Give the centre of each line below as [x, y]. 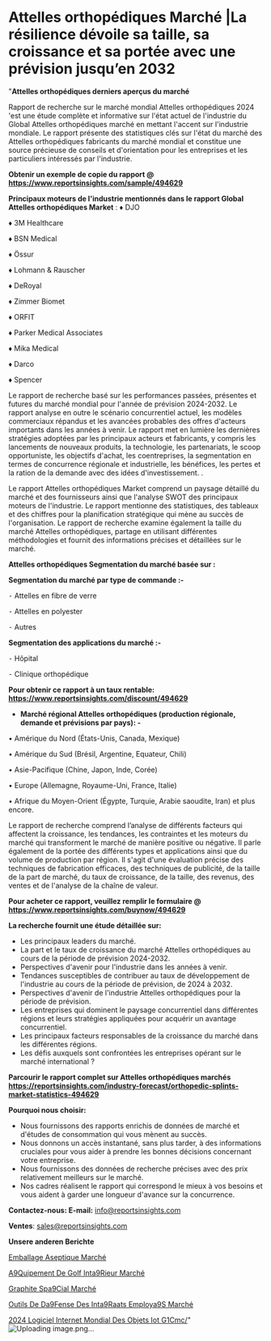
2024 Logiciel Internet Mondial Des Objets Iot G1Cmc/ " [100, 1320]
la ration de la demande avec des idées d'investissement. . [106, 473]
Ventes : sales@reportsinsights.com [68, 1225]
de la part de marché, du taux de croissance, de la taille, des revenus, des [131, 876]
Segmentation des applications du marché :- [85, 643]
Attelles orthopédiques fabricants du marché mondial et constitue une [125, 141]
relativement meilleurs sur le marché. [82, 1177]
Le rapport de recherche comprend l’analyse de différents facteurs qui [125, 825]
